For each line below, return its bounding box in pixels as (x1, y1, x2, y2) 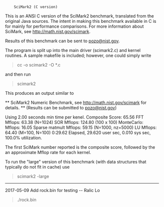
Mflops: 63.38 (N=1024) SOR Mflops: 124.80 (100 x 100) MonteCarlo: (5, 120, 143, 125)
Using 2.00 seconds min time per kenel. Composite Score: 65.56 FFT (5, 114, 144, 120)
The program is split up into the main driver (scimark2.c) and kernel (5, 48, 141, 53)
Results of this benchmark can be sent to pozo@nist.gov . (5, 38, 120, 44)
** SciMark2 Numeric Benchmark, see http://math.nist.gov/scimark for (5, 100, 147, 105)
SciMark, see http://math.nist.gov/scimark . (5, 29, 91, 34)
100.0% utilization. (5, 135, 42, 140)
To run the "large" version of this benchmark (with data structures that (5, 159, 146, 165)
